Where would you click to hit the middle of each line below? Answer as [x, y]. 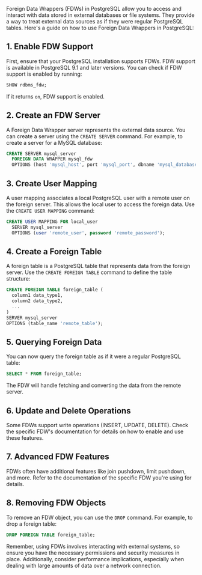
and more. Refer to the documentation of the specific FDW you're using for [99, 478]
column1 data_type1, [37, 296]
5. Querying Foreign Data [54, 342]
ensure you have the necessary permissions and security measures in [93, 553]
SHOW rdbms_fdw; [26, 85]
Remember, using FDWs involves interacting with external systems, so [93, 546]
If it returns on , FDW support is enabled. [56, 96]
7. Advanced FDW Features [58, 457]
